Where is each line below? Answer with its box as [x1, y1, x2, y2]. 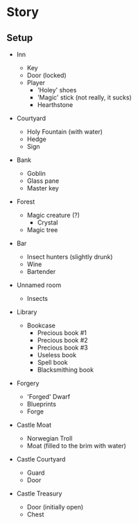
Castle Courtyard [16, 455, 66, 463]
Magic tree [26, 226, 58, 234]
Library [16, 308, 37, 316]
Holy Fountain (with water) [26, 128, 103, 136]
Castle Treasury [16, 489, 62, 498]
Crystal [37, 218, 58, 227]
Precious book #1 [37, 329, 87, 337]
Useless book [37, 351, 77, 359]
